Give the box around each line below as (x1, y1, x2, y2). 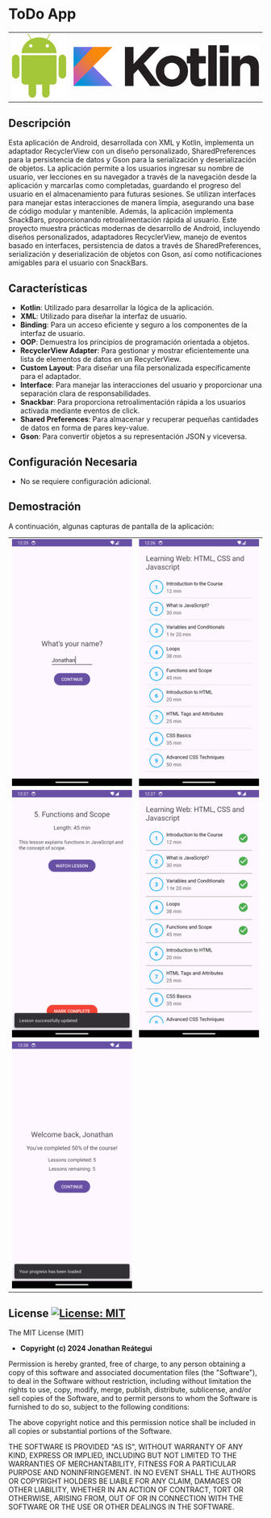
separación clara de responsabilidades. (19, 389, 152, 398)
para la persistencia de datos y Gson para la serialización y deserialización (8, 155, 256, 165)
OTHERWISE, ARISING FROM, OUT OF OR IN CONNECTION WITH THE (8, 1494, 244, 1503)
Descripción (8, 116, 71, 130)
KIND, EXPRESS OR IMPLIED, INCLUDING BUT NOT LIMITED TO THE (8, 1451, 237, 1461)
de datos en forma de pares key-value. (19, 423, 149, 433)
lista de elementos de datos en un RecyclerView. (19, 355, 181, 364)
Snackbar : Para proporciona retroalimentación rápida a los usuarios (19, 397, 246, 407)
